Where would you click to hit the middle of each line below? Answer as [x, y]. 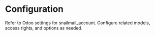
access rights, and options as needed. [44, 28]
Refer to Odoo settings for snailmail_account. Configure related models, [77, 23]
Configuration [34, 9]
